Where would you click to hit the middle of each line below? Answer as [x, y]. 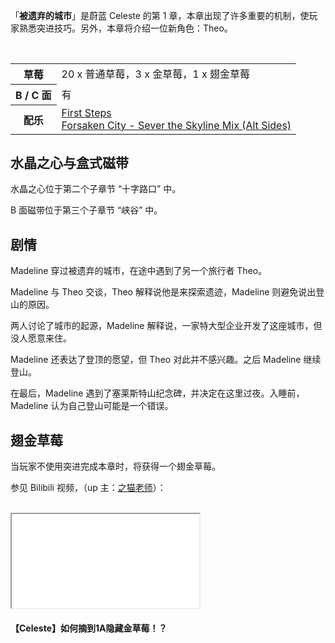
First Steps [86, 112]
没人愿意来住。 [41, 338]
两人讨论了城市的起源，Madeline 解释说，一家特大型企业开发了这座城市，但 [166, 326]
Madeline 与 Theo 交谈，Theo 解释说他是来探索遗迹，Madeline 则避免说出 [163, 292]
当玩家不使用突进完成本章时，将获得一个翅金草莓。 [115, 466]
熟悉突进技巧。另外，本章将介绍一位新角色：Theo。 [125, 28]
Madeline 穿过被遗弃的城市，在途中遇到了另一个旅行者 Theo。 [139, 271]
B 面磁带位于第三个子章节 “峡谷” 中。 [86, 210]
